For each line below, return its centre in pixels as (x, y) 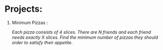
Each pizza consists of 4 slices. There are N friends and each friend (81, 32)
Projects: (23, 9)
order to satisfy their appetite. (42, 42)
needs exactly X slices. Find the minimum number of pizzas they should (85, 37)
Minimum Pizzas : (30, 23)
